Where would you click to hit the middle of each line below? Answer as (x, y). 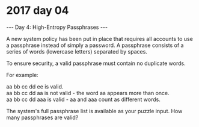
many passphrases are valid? (42, 117)
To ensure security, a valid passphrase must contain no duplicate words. (96, 63)
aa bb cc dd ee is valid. (35, 86)
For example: (23, 75)
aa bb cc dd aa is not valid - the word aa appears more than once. (88, 93)
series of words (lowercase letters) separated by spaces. (77, 51)
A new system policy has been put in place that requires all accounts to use (100, 39)
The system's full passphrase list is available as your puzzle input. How (94, 111)
